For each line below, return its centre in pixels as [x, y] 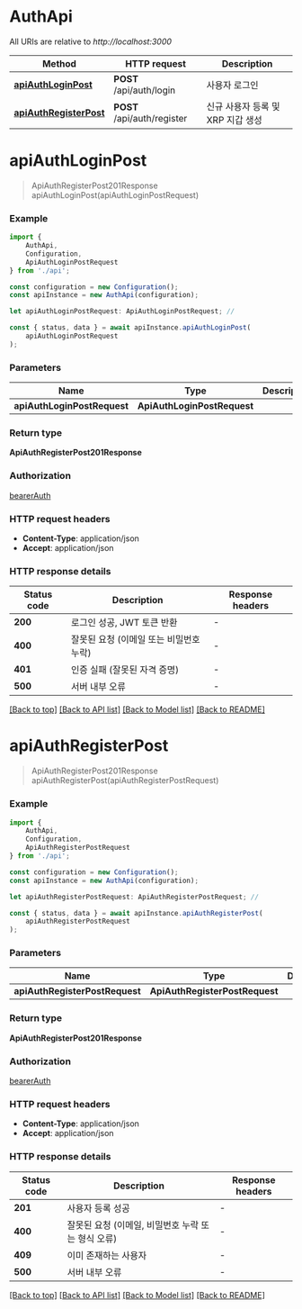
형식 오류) [98, 1238]
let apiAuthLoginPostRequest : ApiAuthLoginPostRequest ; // [122, 311]
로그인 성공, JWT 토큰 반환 [124, 623]
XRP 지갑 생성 [234, 120]
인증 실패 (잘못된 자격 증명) [125, 670]
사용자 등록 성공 [98, 1208]
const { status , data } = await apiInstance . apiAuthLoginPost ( [130, 328]
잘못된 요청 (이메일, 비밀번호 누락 [133, 1224]
